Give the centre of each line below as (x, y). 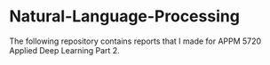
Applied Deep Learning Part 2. (64, 50)
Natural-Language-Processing (124, 16)
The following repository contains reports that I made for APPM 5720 (135, 41)
